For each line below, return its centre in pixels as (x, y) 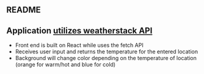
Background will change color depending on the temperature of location (106, 58)
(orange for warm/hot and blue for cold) (65, 65)
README (24, 10)
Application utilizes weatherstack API (79, 31)
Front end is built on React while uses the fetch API (79, 45)
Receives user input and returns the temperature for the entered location (107, 52)
